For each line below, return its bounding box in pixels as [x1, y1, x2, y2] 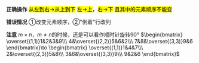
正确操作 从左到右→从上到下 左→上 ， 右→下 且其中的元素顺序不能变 [6, 6, 172, 12]
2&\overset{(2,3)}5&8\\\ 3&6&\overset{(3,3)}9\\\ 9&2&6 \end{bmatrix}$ [6, 51, 180, 57]
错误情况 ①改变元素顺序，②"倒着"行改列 [6, 18, 111, 26]
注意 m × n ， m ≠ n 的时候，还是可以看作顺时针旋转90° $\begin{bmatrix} [6, 31, 183, 38]
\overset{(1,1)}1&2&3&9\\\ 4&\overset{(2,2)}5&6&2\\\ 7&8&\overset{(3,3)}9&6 [6, 38, 193, 45]
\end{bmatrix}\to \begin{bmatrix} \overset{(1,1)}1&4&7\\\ [6, 44, 143, 51]
